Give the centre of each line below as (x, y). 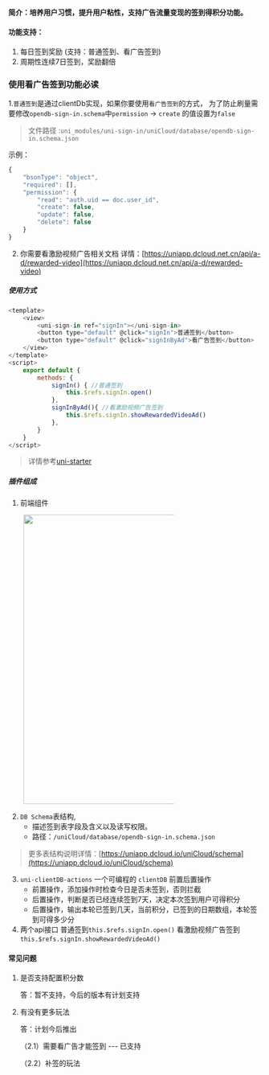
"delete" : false (64, 222)
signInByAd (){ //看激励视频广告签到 (107, 408)
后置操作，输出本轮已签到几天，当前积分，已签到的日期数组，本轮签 (145, 909)
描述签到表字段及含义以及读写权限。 (92, 827)
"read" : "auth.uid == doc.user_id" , (98, 200)
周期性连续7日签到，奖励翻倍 (68, 61)
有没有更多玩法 (45, 1011)
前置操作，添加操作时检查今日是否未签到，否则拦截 (116, 889)
